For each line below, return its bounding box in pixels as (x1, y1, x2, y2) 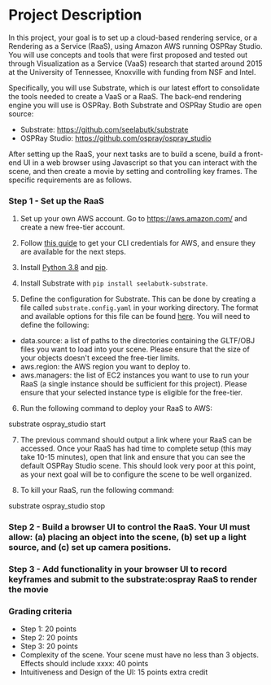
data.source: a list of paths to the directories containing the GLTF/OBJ (20, 336, 255, 346)
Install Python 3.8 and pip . (20, 263, 108, 273)
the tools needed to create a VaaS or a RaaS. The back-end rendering (8, 91, 242, 101)
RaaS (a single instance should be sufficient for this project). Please (20, 379, 247, 389)
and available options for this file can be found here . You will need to (20, 312, 251, 321)
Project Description (8, 6, 142, 24)
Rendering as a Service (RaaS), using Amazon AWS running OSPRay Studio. (8, 41, 263, 50)
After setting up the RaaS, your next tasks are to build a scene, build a (8, 149, 243, 159)
